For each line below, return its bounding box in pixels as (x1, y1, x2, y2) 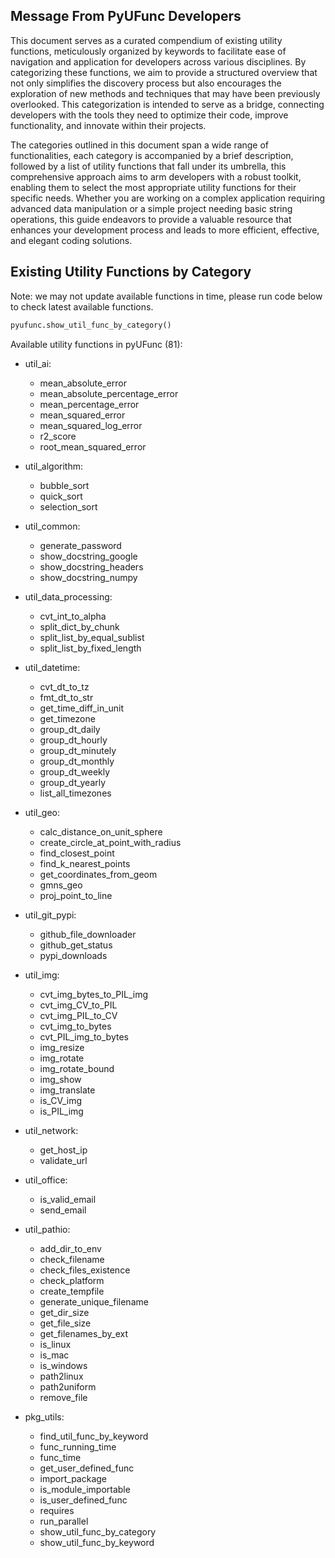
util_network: (24, 1124, 79, 1136)
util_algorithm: (24, 460, 84, 472)
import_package (39, 1472, 108, 1484)
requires (39, 1504, 75, 1516)
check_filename (39, 1253, 105, 1265)
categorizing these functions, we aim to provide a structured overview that (10, 66, 318, 78)
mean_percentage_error (39, 398, 140, 410)
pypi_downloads (39, 949, 108, 961)
